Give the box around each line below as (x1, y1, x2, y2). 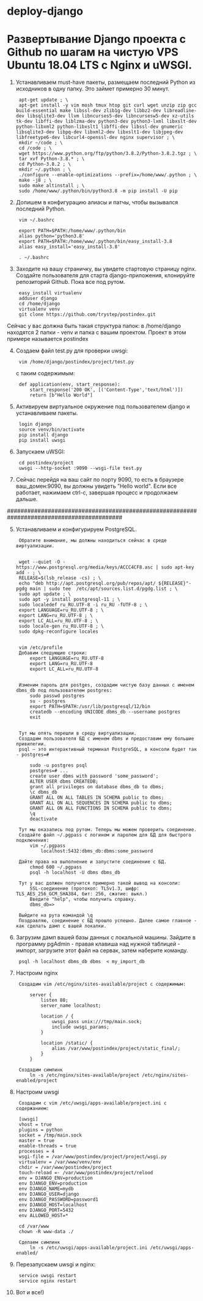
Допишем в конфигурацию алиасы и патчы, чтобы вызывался (15, 199, 179, 206)
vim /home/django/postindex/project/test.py (18, 359, 134, 365)
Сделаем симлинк (18, 1239, 61, 1246)
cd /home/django (18, 301, 61, 307)
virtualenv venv (18, 306, 61, 313)
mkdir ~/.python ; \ (18, 166, 71, 173)
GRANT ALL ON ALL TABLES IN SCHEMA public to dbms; (29, 794, 164, 801)
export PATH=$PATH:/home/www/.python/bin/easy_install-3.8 (18, 239, 172, 245)
